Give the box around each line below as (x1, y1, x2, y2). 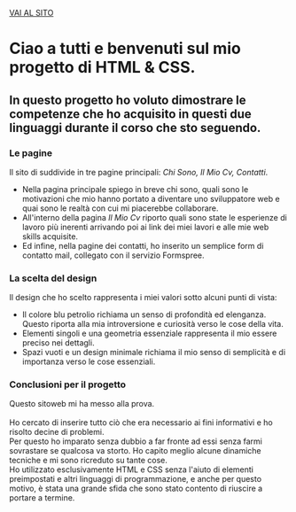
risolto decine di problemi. (9, 427, 105, 438)
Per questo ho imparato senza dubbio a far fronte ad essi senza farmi (9, 436, 263, 446)
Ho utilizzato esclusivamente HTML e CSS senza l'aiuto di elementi (9, 464, 254, 475)
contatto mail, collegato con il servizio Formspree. (21, 250, 206, 260)
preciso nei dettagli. (21, 337, 95, 348)
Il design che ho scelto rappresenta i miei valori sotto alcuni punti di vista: (9, 292, 277, 303)
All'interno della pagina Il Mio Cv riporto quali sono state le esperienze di (21, 212, 288, 222)
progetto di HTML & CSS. (9, 58, 196, 78)
